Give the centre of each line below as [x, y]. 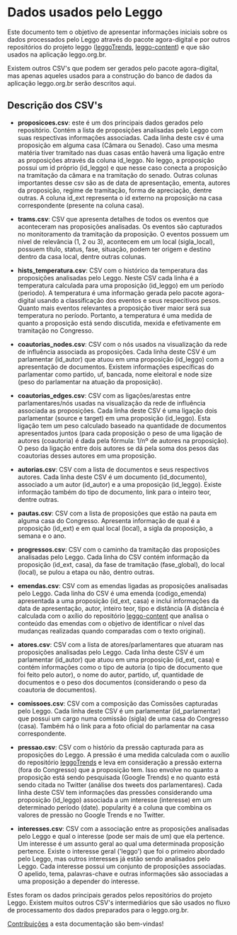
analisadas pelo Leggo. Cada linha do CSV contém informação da [113, 557]
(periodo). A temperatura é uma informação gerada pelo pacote [110, 293]
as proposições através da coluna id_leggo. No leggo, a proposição [116, 160]
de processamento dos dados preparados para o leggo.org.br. [98, 910]
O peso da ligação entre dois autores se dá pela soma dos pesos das [118, 448]
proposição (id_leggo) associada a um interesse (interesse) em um [115, 800]
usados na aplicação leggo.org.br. [57, 55]
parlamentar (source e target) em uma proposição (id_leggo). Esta [114, 418]
